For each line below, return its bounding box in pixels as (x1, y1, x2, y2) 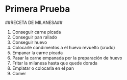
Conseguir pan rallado (12, 34, 57, 40)
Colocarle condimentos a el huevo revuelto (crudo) (12, 44, 115, 50)
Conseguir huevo (12, 39, 48, 45)
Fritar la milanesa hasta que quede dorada (12, 60, 98, 66)
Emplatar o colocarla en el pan (12, 65, 74, 71)
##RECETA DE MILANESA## (5, 20, 63, 25)
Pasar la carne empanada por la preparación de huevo (12, 55, 123, 60)
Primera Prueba (5, 3, 70, 15)
